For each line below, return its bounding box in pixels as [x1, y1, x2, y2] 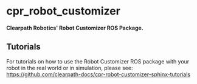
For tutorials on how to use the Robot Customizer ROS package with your [6, 57, 190, 65]
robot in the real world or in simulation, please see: [6, 64, 133, 71]
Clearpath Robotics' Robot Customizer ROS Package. [6, 24, 144, 31]
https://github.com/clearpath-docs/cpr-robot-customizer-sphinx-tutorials [6, 71, 190, 78]
